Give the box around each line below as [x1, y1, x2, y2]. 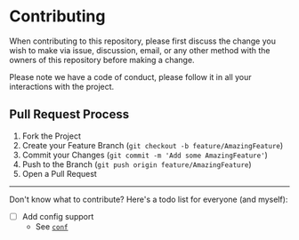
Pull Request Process [9, 107, 130, 122]
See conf [35, 220, 69, 232]
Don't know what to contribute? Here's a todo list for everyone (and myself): [9, 194, 288, 204]
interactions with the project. [9, 81, 115, 92]
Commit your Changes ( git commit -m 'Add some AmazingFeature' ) [21, 149, 269, 160]
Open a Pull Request [21, 168, 98, 179]
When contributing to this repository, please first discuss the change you [9, 36, 276, 46]
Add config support [21, 211, 94, 221]
